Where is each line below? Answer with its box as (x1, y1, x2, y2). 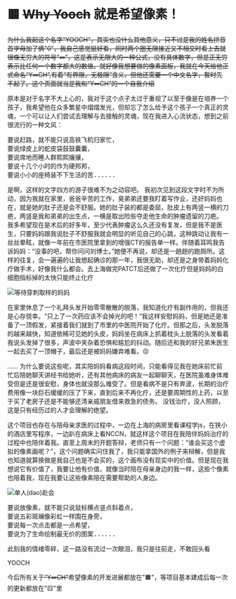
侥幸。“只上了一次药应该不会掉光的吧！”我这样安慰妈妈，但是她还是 (25, 312, 223, 320)
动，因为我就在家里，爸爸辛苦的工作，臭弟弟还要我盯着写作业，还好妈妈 (7, 194, 216, 202)
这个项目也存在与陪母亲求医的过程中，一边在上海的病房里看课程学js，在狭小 (7, 421, 228, 429)
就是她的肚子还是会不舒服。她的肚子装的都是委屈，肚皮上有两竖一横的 (19, 203, 223, 211)
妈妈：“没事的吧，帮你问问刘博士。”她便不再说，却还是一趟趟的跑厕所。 (13, 246, 219, 255)
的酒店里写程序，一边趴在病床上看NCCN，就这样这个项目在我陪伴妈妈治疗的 (7, 429, 229, 437)
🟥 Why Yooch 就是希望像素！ (7, 6, 181, 22)
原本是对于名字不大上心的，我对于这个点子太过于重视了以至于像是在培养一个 (7, 94, 229, 103)
